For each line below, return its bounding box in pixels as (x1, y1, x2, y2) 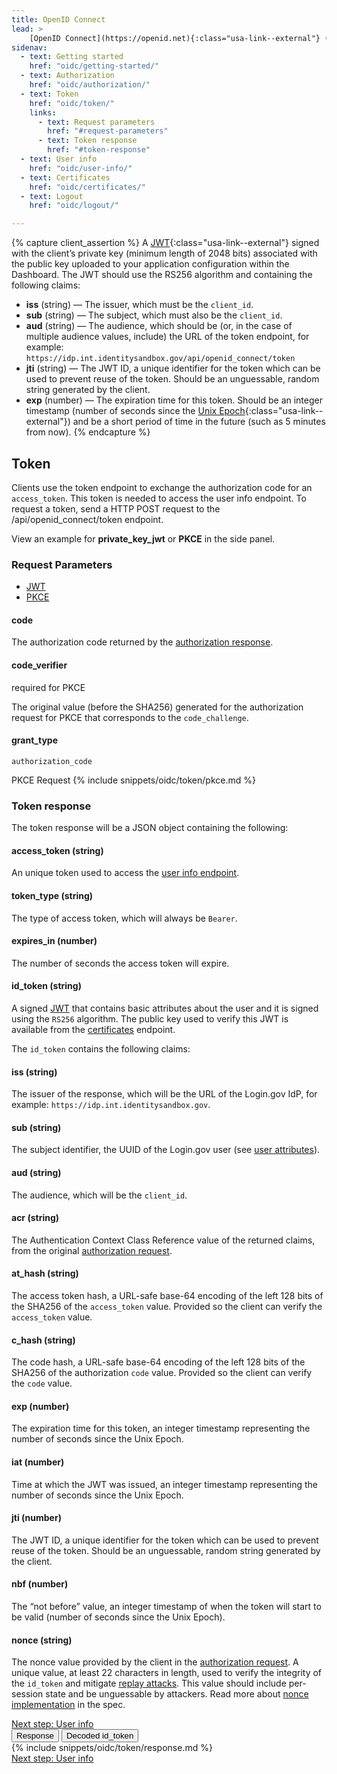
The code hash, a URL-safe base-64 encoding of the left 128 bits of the (11, 1356, 306, 1368)
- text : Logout (20, 191, 84, 201)
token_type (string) (11, 889, 94, 901)
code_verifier (11, 659, 68, 671)
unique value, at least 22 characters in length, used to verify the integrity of (11, 1667, 323, 1679)
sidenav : (11, 42, 48, 53)
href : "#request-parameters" (47, 126, 169, 136)
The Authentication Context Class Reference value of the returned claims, (11, 1234, 316, 1246)
